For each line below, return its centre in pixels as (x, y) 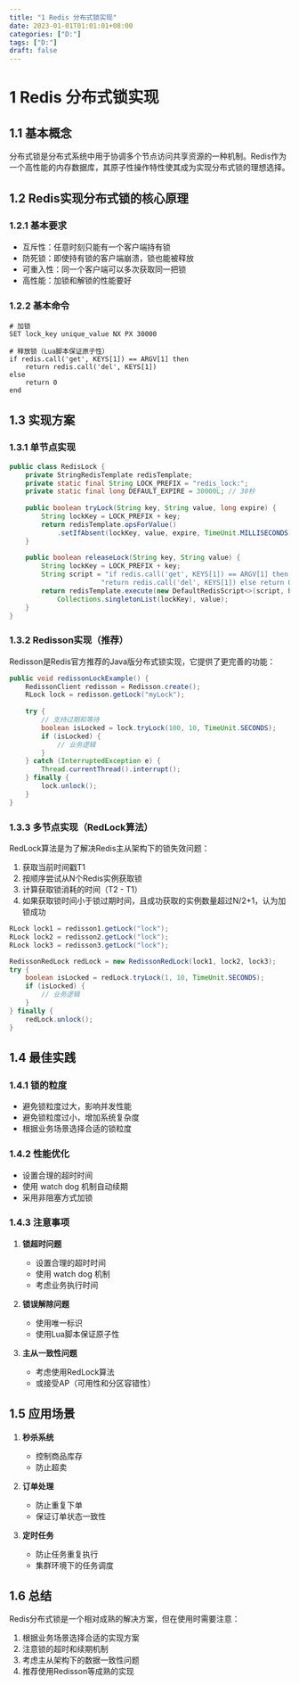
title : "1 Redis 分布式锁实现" (63, 17)
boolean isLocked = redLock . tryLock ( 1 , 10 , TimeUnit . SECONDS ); (145, 978)
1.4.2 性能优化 (40, 1154)
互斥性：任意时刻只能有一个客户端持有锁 (96, 247)
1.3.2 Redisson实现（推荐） (69, 640)
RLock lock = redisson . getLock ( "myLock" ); (105, 695)
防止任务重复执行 (67, 1554)
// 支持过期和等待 (70, 720)
